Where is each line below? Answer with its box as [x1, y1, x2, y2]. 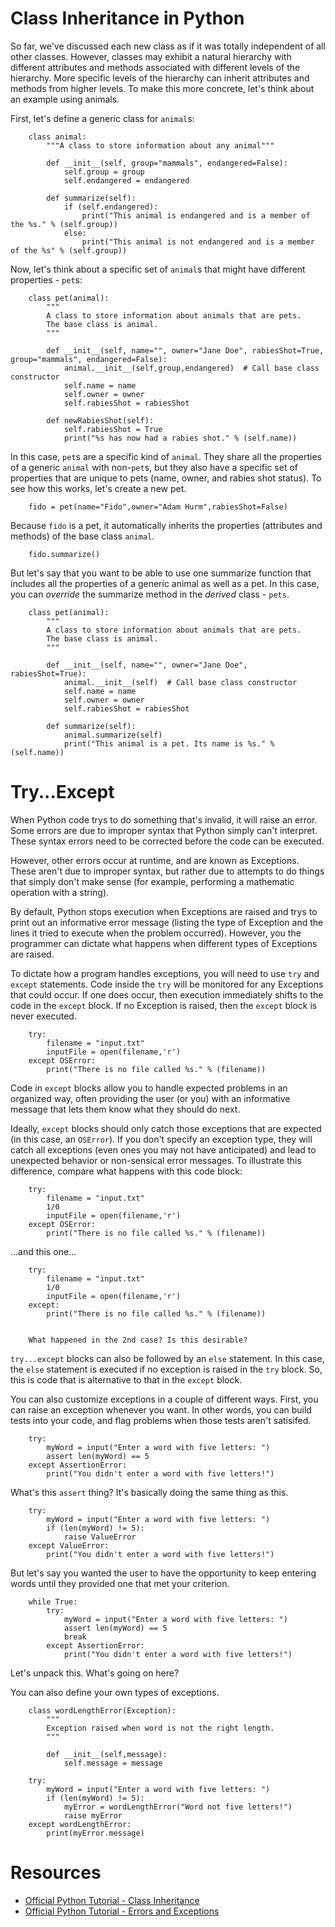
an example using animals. [10, 93, 120, 105]
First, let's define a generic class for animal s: [10, 112, 195, 124]
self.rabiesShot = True [63, 424, 163, 434]
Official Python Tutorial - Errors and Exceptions [24, 1905, 220, 1917]
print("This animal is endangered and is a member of [81, 210, 311, 221]
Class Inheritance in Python [10, 7, 245, 30]
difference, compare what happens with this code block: [10, 1165, 243, 1177]
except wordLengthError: [28, 1819, 132, 1829]
